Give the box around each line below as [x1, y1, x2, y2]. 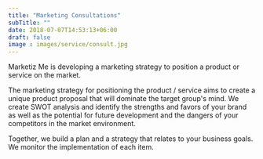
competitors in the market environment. [8, 119, 136, 128]
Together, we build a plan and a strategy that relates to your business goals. [8, 134, 254, 143]
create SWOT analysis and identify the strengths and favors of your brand [8, 103, 247, 112]
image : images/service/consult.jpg [8, 41, 128, 49]
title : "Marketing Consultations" [8, 11, 122, 20]
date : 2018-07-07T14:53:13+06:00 [8, 26, 118, 34]
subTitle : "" [8, 19, 51, 27]
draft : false [8, 33, 51, 42]
